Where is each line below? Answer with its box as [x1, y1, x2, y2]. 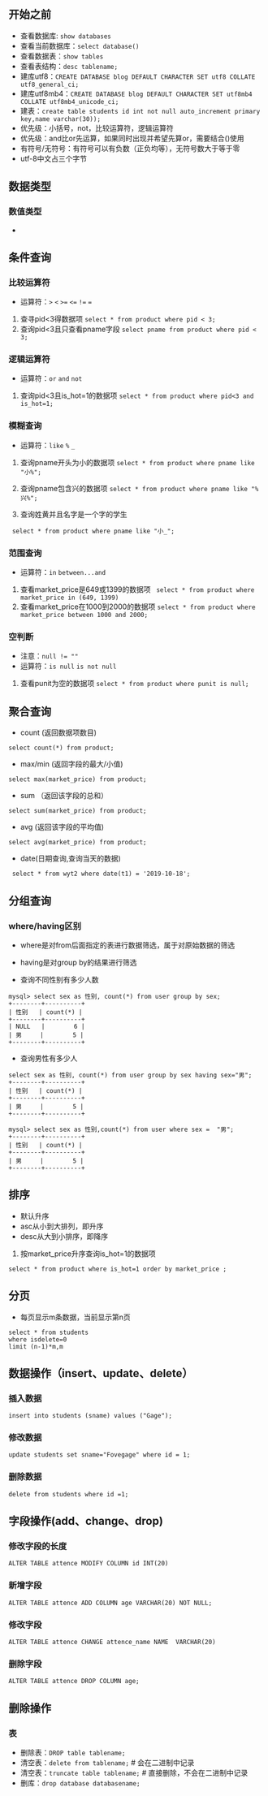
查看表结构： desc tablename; [19, 61, 119, 71]
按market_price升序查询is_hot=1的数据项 [19, 1249, 156, 1258]
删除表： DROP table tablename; [19, 1748, 126, 1758]
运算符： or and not [19, 373, 83, 383]
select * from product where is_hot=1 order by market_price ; [8, 1265, 227, 1273]
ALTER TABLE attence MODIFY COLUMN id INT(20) [8, 1560, 169, 1568]
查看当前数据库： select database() [19, 41, 140, 50]
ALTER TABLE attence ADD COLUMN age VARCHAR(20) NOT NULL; [8, 1599, 213, 1607]
